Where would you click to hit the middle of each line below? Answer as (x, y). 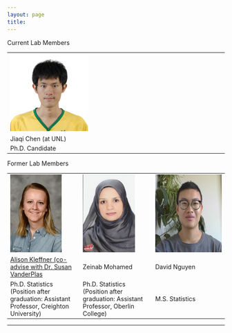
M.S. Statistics (175, 298)
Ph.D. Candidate (33, 148)
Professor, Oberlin (108, 306)
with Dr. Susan (51, 267)
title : (17, 22)
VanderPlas (26, 274)
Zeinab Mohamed (108, 267)
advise (20, 267)
